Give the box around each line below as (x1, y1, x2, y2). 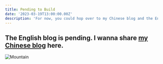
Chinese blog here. (5, 41, 64, 50)
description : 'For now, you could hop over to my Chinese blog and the (5, 16, 153, 21)
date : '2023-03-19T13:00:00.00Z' (5, 12, 73, 16)
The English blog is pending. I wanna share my (5, 34, 148, 42)
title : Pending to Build (5, 7, 55, 12)
